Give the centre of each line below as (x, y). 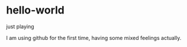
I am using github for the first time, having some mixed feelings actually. (94, 38)
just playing (20, 26)
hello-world (36, 10)
